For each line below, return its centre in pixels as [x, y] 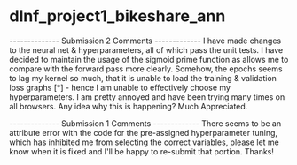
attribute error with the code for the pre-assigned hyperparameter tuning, [143, 132]
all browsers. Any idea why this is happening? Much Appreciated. [129, 106]
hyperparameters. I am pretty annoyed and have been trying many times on [147, 97]
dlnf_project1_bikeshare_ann [117, 16]
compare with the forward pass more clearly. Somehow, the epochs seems [146, 69]
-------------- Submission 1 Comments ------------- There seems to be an [145, 123]
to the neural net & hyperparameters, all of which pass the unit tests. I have [146, 49]
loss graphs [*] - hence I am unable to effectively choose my [120, 87]
